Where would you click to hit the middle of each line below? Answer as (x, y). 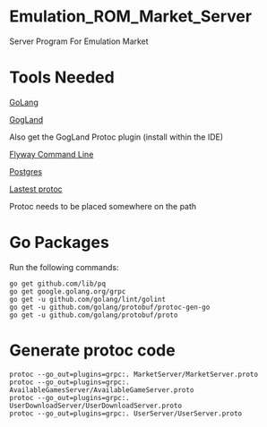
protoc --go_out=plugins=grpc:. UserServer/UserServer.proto (126, 414)
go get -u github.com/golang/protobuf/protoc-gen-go (110, 307)
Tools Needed (62, 77)
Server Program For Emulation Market (79, 41)
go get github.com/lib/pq (57, 284)
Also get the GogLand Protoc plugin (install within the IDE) (116, 137)
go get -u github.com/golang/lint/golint (88, 299)
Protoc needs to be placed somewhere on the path (103, 206)
